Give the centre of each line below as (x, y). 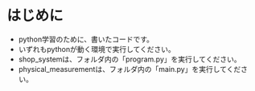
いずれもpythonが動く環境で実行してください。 (97, 49)
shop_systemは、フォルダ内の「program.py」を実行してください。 (130, 59)
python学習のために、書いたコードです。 (86, 39)
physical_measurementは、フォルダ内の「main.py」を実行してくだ (130, 69)
